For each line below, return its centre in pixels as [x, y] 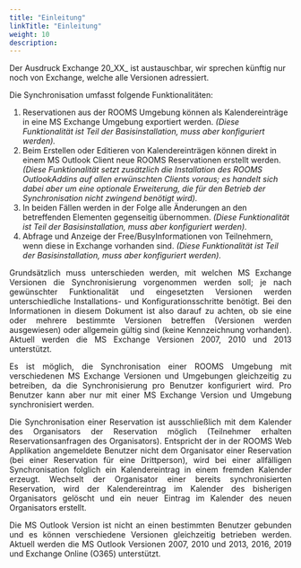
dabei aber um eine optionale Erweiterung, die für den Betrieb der [144, 188]
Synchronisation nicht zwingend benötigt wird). [110, 198]
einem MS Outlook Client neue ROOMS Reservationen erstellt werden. [151, 160]
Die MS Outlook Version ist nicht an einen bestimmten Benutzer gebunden [150, 525]
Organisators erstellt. [48, 508]
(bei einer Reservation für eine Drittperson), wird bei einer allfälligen [150, 460]
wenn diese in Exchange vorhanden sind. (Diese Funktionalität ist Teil [150, 246]
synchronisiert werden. [52, 405]
